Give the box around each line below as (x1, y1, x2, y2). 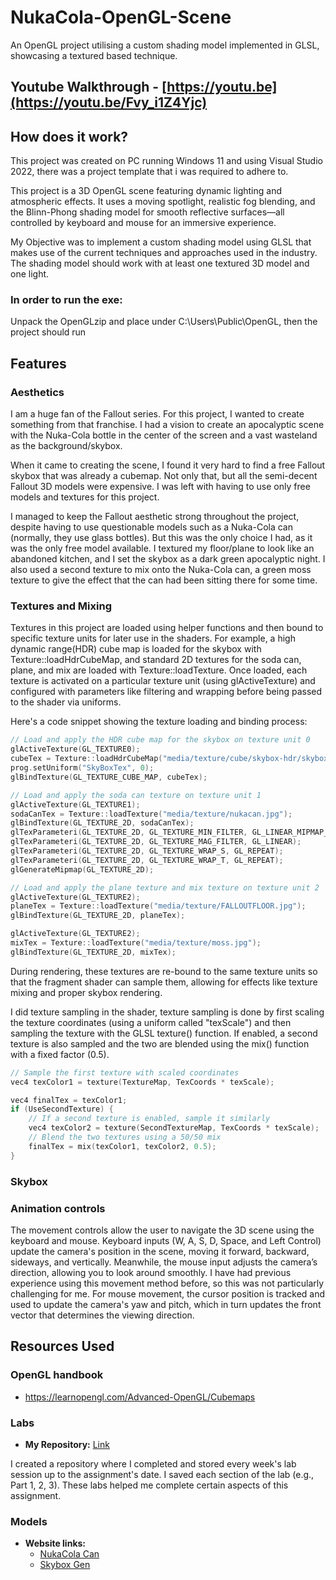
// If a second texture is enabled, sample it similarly (28, 1114, 271, 1124)
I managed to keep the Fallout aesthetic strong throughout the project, (10, 511, 300, 523)
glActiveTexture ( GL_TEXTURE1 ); (10, 799, 141, 810)
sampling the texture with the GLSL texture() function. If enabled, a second (10, 1027, 318, 1039)
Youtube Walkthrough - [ (10, 79, 168, 96)
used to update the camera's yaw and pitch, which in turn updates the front (10, 1298, 322, 1310)
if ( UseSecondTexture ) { (10, 1104, 114, 1115)
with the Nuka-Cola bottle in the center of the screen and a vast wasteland (10, 429, 318, 441)
